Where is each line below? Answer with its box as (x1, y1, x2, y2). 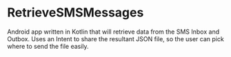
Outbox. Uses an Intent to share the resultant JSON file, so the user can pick (7, 34, 224, 43)
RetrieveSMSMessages (7, 5, 144, 21)
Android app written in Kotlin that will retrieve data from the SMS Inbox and (7, 27, 219, 36)
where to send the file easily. (7, 42, 89, 50)
